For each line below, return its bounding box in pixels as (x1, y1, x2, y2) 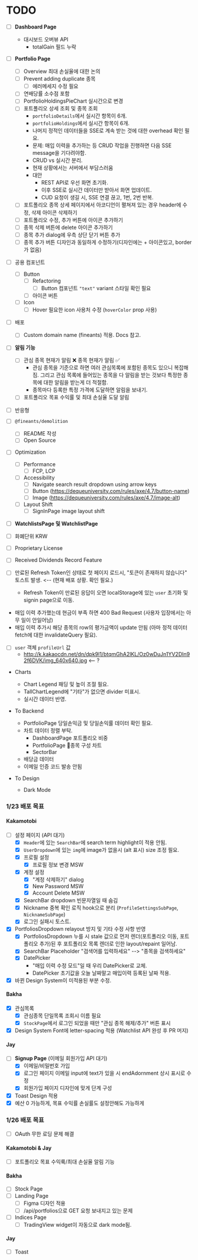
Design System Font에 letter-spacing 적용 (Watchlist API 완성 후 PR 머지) (14, 1027, 189, 1034)
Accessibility (23, 474, 55, 481)
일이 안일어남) (21, 616, 53, 623)
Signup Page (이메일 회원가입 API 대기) (14, 1055, 108, 1062)
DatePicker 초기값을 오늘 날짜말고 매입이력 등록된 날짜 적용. (32, 969, 171, 976)
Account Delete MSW (32, 889, 85, 896)
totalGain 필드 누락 (32, 43, 77, 50)
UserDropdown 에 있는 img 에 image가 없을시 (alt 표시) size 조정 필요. (23, 846, 179, 853)
